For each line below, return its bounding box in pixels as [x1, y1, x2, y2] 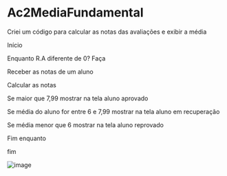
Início [7, 41, 23, 49]
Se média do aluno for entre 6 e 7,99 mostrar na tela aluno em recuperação [7, 107, 220, 115]
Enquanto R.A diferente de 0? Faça [7, 54, 106, 63]
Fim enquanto [7, 134, 47, 142]
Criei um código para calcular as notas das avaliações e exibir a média [7, 27, 207, 36]
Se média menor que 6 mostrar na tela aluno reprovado [7, 120, 164, 129]
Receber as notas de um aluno [7, 67, 94, 76]
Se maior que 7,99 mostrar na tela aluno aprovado [7, 94, 149, 102]
